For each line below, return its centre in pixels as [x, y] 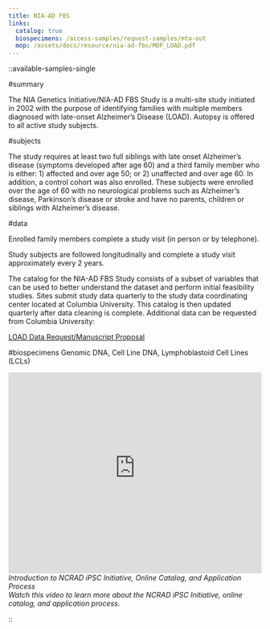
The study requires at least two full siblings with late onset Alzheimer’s [125, 157]
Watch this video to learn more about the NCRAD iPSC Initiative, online [126, 595]
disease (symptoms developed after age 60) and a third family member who [134, 165]
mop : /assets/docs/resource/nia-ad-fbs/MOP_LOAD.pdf [106, 46]
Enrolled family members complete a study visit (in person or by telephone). [134, 239]
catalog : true [39, 31]
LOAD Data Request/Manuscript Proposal [77, 337]
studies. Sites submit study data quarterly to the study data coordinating [128, 296]
